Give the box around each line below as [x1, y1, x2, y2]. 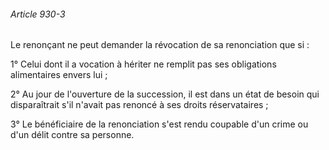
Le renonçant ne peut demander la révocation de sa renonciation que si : [10, 39, 310, 51]
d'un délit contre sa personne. [10, 129, 135, 141]
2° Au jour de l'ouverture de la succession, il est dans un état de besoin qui [10, 88, 320, 100]
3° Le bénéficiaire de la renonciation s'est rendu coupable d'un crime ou [10, 118, 309, 130]
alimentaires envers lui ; [10, 69, 108, 81]
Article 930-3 [10, 8, 66, 20]
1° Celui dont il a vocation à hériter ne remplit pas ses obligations [10, 58, 277, 70]
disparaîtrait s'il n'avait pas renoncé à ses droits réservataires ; [10, 99, 269, 111]
